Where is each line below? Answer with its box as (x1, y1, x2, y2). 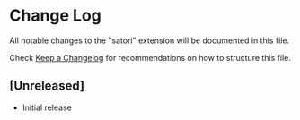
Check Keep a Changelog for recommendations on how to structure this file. (9, 52, 292, 63)
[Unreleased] (9, 78, 85, 94)
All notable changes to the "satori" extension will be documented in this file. (9, 35, 290, 46)
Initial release (22, 102, 72, 113)
